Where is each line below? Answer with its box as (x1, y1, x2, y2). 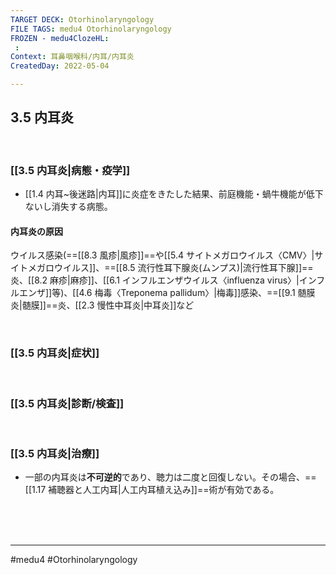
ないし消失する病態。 (24, 201, 113, 213)
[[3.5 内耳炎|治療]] (10, 446, 100, 460)
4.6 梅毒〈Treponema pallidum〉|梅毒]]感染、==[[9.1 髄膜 (78, 287, 316, 299)
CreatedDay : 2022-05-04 (10, 61, 110, 71)
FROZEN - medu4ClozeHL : (10, 33, 110, 43)
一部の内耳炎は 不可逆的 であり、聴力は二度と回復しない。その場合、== (24, 471, 317, 483)
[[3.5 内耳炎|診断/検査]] (10, 396, 125, 410)
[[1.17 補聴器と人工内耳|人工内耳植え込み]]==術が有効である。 (24, 484, 280, 496)
